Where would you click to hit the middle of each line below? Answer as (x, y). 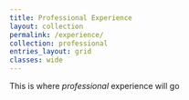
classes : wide (37, 60)
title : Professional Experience (71, 18)
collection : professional (58, 43)
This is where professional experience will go (94, 86)
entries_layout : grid (51, 52)
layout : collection (47, 26)
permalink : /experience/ (57, 35)
